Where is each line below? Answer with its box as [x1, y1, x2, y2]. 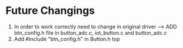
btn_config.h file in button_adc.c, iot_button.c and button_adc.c [14, 29, 167, 36]
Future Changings [5, 4, 95, 17]
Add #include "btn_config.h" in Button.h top [14, 35, 120, 42]
